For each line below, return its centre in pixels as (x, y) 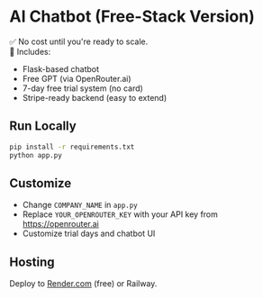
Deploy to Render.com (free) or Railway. (83, 284)
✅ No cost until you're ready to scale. (79, 41)
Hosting (32, 262)
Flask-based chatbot (61, 68)
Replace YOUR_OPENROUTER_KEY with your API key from (120, 214)
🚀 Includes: (30, 51)
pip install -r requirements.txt (72, 147)
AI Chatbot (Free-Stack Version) (132, 17)
